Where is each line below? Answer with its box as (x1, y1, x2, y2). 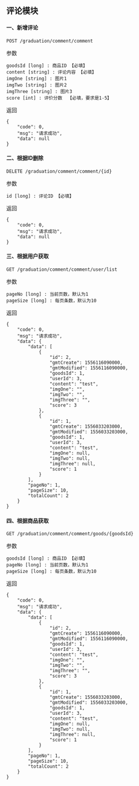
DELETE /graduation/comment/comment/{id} (6, 168, 112, 175)
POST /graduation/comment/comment (6, 38, 94, 44)
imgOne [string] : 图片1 (6, 75, 67, 82)
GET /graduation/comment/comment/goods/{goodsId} (6, 531, 134, 537)
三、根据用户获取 (6, 252, 49, 260)
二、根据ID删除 (6, 155, 44, 162)
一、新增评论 (6, 24, 38, 31)
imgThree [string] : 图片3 (6, 88, 73, 94)
